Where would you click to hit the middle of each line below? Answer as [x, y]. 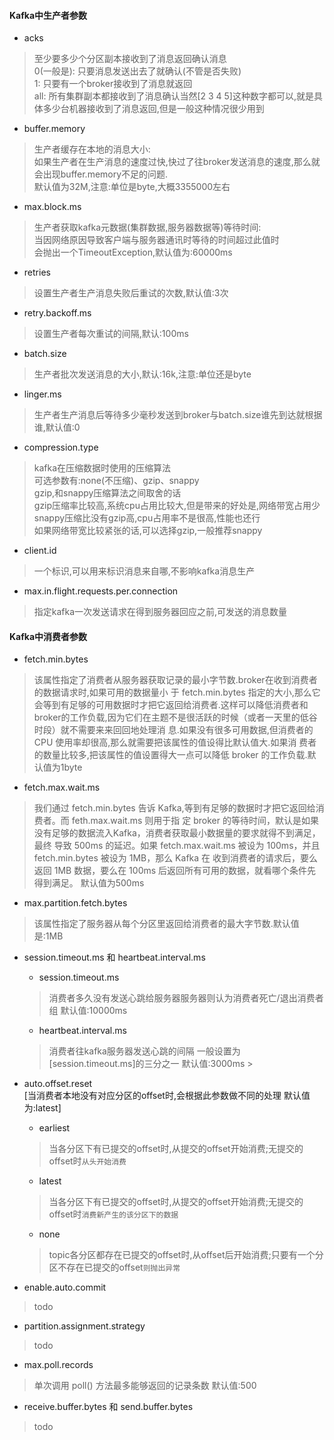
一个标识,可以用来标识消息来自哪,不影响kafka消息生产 [144, 571]
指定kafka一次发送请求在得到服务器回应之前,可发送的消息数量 [160, 612]
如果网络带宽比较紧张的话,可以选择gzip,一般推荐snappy [148, 531]
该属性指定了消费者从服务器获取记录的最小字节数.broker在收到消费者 [175, 680]
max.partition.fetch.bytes [75, 903]
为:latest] [42, 1108]
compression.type [61, 447]
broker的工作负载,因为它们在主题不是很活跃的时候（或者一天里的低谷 [175, 717]
